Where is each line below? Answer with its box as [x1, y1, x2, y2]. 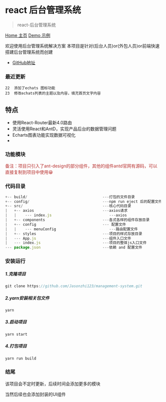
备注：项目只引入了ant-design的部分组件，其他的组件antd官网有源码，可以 [5, 163, 158, 169]
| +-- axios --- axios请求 [5, 208, 128, 213]
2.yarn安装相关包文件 [5, 295, 50, 301]
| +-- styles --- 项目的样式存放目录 [5, 231, 142, 236]
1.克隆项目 [5, 271, 26, 277]
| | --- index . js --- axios [5, 213, 127, 218]
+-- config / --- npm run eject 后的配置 [5, 199, 155, 204]
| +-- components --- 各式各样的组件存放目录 [5, 217, 150, 223]
